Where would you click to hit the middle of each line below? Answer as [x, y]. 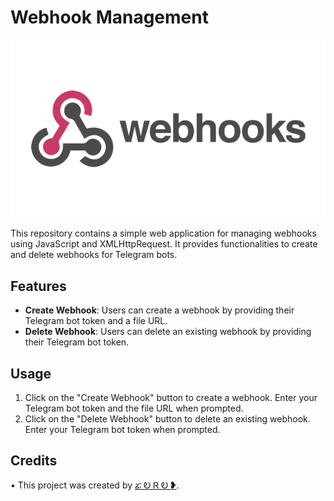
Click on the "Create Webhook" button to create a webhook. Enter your [171, 397]
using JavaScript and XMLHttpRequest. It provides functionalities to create [164, 244]
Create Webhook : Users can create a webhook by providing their [159, 310]
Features [38, 286]
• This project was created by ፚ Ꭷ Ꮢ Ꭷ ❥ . [95, 485]
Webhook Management [109, 17]
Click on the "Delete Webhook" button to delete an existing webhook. [167, 418]
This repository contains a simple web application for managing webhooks [163, 233]
